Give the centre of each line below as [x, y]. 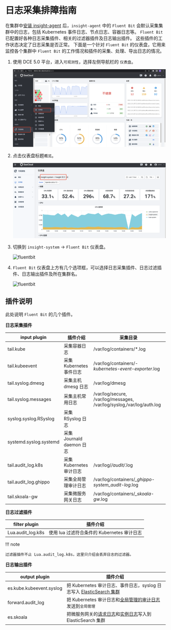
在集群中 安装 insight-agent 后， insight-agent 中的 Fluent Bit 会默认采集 [82, 25]
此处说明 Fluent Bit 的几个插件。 [40, 314]
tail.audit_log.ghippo [28, 482]
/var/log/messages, [113, 399]
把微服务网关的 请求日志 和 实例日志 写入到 [109, 614]
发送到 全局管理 [81, 606]
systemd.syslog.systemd [33, 442]
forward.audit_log [26, 603]
